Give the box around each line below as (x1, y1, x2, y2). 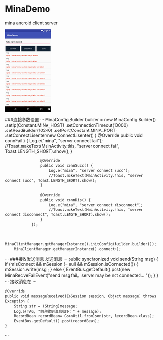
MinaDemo (5, 3, 50, 15)
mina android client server (5, 20, 58, 26)
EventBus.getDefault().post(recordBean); (14, 318, 99, 323)
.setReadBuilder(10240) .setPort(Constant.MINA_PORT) (5, 127, 117, 133)
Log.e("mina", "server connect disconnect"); (48, 202, 143, 207)
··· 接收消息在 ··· (5, 278, 37, 284)
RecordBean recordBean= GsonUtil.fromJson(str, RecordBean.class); (14, 314, 154, 318)
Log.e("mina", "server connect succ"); (48, 168, 131, 173)
